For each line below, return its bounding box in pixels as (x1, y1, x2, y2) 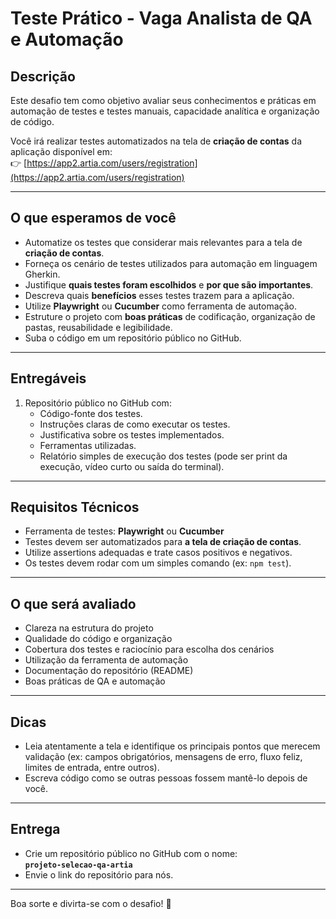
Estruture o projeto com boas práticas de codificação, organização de (24, 310, 316, 322)
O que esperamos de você (10, 210, 177, 227)
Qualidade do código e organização (24, 633, 173, 645)
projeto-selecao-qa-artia (24, 860, 133, 870)
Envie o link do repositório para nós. (24, 868, 174, 881)
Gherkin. (24, 268, 61, 280)
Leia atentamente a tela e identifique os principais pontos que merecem (24, 740, 321, 752)
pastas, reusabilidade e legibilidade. (24, 321, 173, 333)
